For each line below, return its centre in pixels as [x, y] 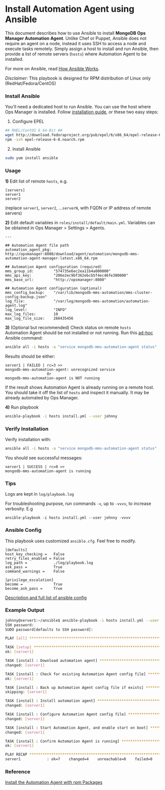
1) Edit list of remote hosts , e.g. [36, 181]
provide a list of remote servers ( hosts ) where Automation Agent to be [76, 54]
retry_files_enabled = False [35, 558]
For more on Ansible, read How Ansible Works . [52, 68]
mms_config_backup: [25, 293]
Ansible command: [24, 338]
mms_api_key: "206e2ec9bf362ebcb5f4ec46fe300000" [67, 276]
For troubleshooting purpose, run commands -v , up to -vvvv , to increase [78, 503]
